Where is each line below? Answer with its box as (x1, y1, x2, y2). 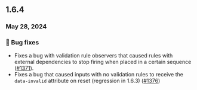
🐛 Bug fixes (5, 38, 39, 47)
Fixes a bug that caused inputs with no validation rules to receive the (14, 70, 183, 78)
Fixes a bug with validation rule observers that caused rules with (14, 52, 173, 59)
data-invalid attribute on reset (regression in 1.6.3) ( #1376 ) (14, 77, 161, 84)
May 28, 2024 (5, 22, 47, 31)
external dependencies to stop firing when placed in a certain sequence (14, 58, 192, 65)
